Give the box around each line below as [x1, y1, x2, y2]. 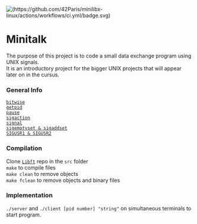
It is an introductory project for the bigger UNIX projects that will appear [6, 65, 182, 72]
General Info [6, 86, 43, 94]
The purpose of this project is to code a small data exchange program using [6, 52, 192, 59]
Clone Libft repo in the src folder [6, 158, 88, 165]
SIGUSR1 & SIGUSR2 [6, 130, 52, 136]
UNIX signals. [6, 58, 40, 65]
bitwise [6, 100, 26, 105]
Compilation [6, 144, 43, 152]
